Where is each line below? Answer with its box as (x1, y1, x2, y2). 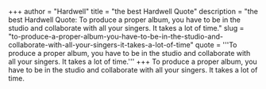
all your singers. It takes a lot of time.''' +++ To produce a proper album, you (8, 57, 258, 66)
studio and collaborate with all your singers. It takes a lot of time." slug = (8, 24, 245, 32)
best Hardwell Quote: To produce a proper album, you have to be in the (8, 15, 241, 24)
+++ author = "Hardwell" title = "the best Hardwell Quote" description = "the (8, 7, 258, 16)
